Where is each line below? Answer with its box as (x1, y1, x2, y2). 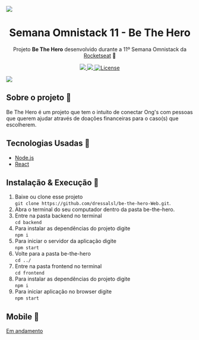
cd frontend (14, 270, 45, 276)
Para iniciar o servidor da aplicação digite (14, 238, 117, 245)
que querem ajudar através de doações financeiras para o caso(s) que (6, 115, 179, 122)
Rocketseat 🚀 (83, 52, 116, 59)
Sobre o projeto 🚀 (6, 93, 71, 103)
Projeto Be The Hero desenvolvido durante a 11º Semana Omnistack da (12, 45, 187, 53)
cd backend (14, 220, 42, 226)
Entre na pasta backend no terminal (14, 212, 102, 219)
